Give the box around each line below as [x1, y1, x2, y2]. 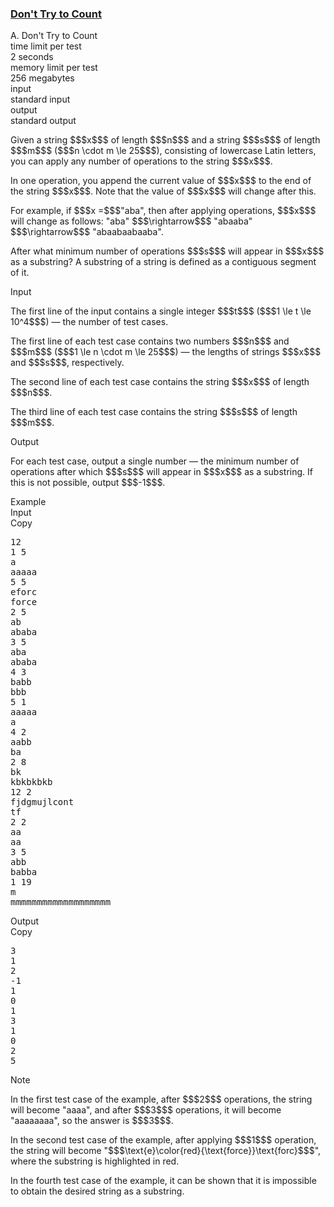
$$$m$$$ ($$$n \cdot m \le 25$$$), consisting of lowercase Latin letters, [10, 145, 317, 157]
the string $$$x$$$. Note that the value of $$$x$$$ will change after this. [10, 185, 317, 197]
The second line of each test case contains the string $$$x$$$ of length [10, 376, 310, 388]
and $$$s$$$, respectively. [10, 357, 125, 369]
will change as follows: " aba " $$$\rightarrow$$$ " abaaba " [10, 215, 253, 227]
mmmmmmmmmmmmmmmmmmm [10, 897, 112, 908]
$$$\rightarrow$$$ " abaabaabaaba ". [10, 226, 164, 238]
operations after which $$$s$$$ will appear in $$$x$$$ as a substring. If [10, 466, 313, 478]
